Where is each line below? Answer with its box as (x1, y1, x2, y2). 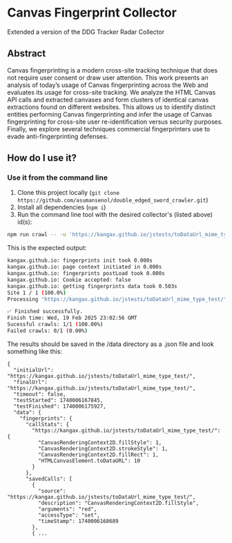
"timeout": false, (13, 390, 67, 398)
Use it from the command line (7, 173, 108, 182)
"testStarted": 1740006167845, (13, 397, 104, 403)
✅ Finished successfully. (7, 308, 83, 315)
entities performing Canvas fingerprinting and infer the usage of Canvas (7, 110, 213, 118)
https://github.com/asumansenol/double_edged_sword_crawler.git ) (17, 196, 209, 204)
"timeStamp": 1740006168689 (37, 517, 119, 524)
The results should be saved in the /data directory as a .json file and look (7, 340, 214, 348)
